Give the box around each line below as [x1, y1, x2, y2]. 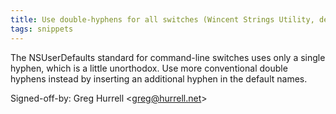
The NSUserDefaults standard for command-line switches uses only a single [10, 51, 326, 63]
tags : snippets [10, 24, 74, 34]
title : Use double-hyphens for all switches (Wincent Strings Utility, [10, 14, 315, 25]
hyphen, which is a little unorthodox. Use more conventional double [10, 62, 288, 74]
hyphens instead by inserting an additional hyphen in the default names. [10, 72, 308, 85]
